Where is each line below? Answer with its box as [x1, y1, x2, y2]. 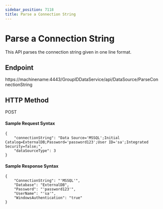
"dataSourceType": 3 [14, 149, 56, 153]
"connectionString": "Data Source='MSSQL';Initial [14, 136, 120, 141]
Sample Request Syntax [5, 120, 55, 126]
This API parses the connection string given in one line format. [5, 49, 132, 55]
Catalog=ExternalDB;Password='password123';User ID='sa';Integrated [5, 140, 149, 145]
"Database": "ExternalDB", [14, 182, 69, 187]
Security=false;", [5, 144, 43, 149]
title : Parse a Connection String [5, 12, 76, 17]
